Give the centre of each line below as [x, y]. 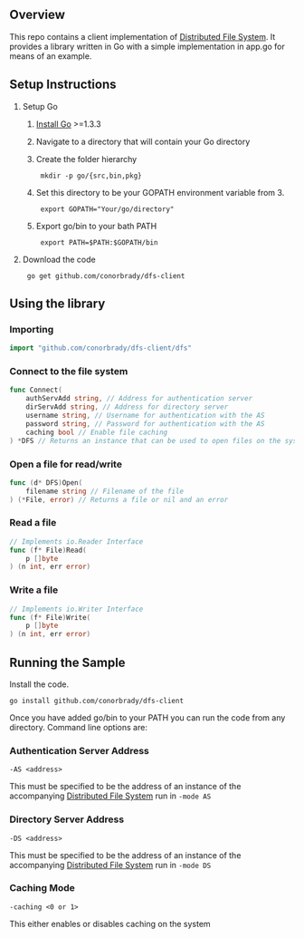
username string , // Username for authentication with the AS [145, 416]
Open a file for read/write [66, 464]
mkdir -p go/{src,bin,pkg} [91, 176]
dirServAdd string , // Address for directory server [127, 407]
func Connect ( [36, 390]
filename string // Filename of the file [104, 491]
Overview [38, 15]
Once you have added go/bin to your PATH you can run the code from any [147, 717]
